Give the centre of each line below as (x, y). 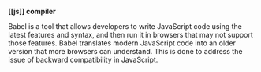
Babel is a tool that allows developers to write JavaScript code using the (125, 26)
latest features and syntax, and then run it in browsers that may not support (131, 35)
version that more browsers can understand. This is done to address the (125, 51)
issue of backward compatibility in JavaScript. (83, 59)
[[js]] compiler (32, 11)
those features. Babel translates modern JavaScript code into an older (122, 43)
